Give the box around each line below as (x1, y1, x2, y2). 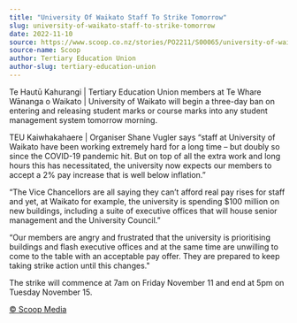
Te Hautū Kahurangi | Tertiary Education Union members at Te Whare (9, 86, 262, 97)
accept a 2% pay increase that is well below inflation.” (9, 169, 206, 180)
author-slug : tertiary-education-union (9, 63, 156, 72)
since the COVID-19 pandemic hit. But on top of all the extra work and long (9, 150, 281, 161)
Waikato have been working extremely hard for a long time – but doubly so (9, 141, 280, 151)
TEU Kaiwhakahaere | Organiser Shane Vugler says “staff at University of (9, 132, 276, 142)
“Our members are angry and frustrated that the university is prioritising (9, 232, 271, 242)
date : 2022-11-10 (9, 29, 73, 38)
